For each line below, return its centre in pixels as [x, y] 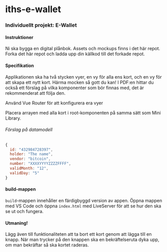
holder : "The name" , [31, 154]
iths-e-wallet [33, 9]
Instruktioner [19, 37]
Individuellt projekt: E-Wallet [41, 25]
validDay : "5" [25, 173]
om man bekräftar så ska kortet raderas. [47, 245]
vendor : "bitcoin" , [30, 159]
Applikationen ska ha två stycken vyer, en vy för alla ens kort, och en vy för [83, 77]
